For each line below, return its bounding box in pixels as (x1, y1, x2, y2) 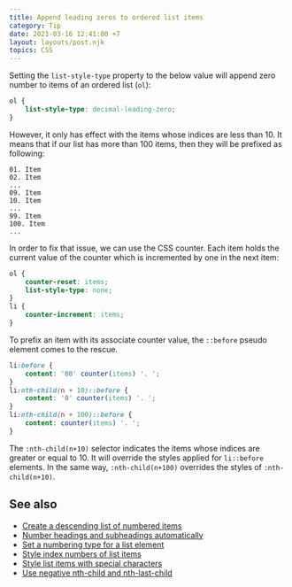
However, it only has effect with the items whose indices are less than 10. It (9, 129, 283, 140)
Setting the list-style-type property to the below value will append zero (9, 70, 276, 81)
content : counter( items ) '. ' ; (25, 419, 141, 428)
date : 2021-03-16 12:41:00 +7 (9, 29, 121, 38)
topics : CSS (9, 46, 53, 55)
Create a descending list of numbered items (21, 520, 182, 531)
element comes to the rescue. (9, 344, 118, 354)
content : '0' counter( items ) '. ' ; (25, 394, 157, 403)
